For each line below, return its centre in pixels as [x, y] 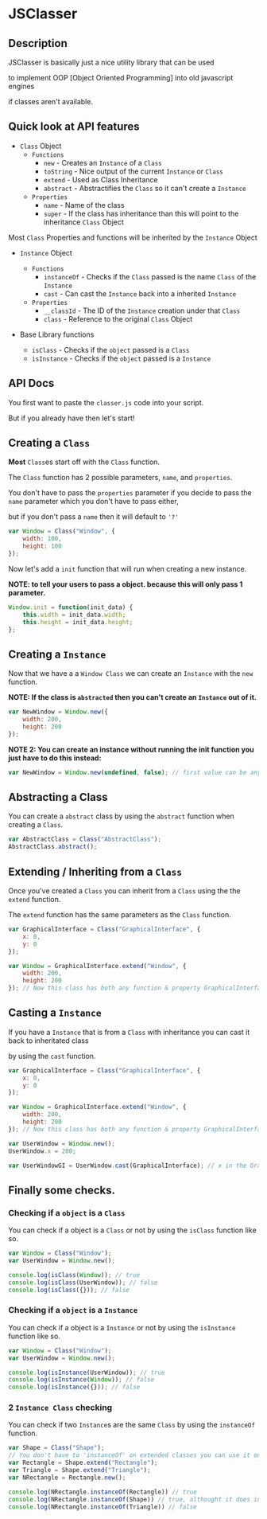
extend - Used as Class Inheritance [101, 179]
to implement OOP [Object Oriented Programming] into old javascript [121, 78]
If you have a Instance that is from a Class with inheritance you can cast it [129, 1032]
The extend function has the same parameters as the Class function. [120, 915]
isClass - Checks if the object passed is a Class [110, 349]
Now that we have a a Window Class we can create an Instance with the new [131, 674]
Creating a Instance [57, 654]
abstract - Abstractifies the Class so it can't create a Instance [145, 188]
